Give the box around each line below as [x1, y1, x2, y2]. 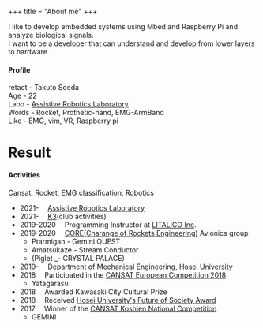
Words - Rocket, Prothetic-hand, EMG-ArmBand [8, 108, 164, 117]
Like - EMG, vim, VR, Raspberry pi [8, 116, 119, 125]
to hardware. [8, 47, 50, 56]
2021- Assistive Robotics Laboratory [19, 203, 145, 212]
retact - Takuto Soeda [8, 83, 80, 92]
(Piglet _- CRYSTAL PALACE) [31, 253, 125, 263]
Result [8, 143, 51, 162]
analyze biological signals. [8, 31, 94, 39]
